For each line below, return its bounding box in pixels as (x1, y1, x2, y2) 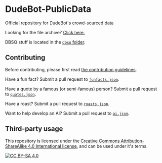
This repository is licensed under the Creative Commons (5, 138, 120, 144)
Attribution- (121, 138, 145, 144)
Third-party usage (5, 125, 63, 133)
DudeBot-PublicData (5, 3, 91, 15)
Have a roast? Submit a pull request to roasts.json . (5, 101, 110, 107)
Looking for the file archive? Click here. (5, 29, 85, 35)
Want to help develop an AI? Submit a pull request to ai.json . (5, 110, 130, 116)
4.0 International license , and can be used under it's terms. (28, 143, 148, 149)
